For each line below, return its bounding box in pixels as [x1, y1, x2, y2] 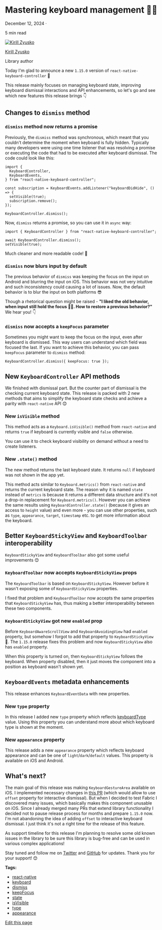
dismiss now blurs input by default [5, 263, 87, 269]
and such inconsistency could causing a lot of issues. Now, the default [5, 284, 146, 290]
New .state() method [5, 456, 57, 462]
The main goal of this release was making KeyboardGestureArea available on [5, 785, 156, 790]
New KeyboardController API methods [5, 372, 120, 381]
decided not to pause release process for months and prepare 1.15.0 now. [5, 810, 154, 816]
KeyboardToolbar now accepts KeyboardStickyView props [5, 569, 137, 576]
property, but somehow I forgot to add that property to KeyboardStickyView [5, 634, 154, 640]
